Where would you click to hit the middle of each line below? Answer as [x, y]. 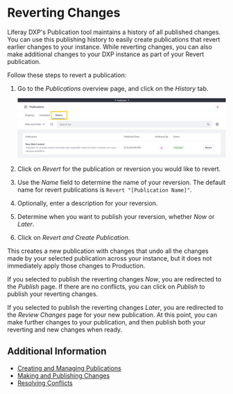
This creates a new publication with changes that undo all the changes [108, 251]
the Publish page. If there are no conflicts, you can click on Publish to [106, 286]
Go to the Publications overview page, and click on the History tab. [113, 88]
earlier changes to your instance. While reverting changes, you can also [110, 47]
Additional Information [57, 351]
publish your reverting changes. [53, 294]
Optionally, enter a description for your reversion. [87, 203]
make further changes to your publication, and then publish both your [106, 322]
